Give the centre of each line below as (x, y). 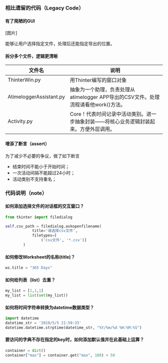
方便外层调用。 (97, 129)
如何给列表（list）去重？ (30, 280)
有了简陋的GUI (20, 21)
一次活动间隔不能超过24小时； (44, 173)
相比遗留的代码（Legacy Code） (44, 8)
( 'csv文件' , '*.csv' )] (64, 240)
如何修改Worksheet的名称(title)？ (40, 257)
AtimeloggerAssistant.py (36, 97)
